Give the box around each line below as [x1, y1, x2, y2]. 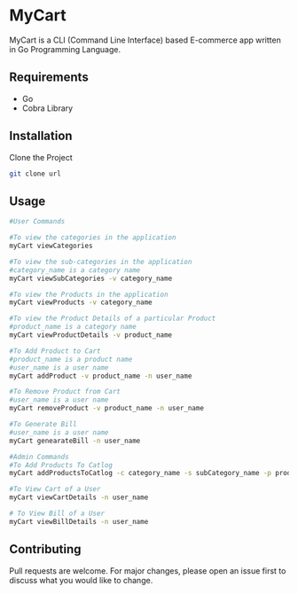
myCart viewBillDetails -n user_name [9, 517, 149, 526]
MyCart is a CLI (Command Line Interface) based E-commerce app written [9, 35, 281, 45]
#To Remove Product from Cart [9, 387, 122, 396]
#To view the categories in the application [9, 233, 176, 242]
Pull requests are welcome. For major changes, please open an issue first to [9, 565, 286, 576]
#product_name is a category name [9, 323, 137, 332]
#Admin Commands [9, 452, 69, 461]
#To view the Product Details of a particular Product [9, 314, 216, 324]
